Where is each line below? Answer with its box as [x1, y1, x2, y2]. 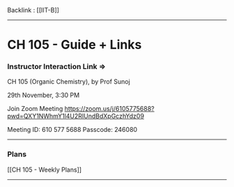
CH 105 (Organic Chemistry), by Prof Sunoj [7, 77, 130, 86]
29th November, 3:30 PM [7, 91, 80, 100]
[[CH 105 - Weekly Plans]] [7, 165, 82, 174]
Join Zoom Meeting [7, 105, 63, 113]
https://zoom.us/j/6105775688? [64, 105, 155, 113]
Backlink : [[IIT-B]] [7, 6, 59, 14]
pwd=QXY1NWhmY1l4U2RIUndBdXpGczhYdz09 [7, 112, 145, 121]
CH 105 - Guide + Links [7, 37, 142, 53]
